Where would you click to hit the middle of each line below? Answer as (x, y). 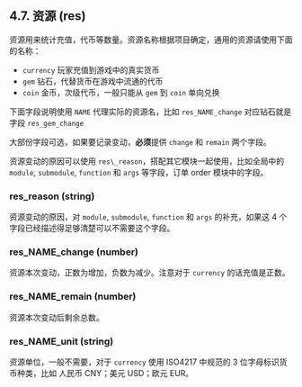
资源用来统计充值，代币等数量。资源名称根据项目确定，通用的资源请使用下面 (151, 40)
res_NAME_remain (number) (73, 297)
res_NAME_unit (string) (62, 341)
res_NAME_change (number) (74, 252)
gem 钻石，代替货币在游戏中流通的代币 (93, 81)
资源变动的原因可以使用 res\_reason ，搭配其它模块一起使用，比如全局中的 (147, 161)
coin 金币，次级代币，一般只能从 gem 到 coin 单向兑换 (121, 92)
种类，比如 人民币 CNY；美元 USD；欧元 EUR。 (105, 373)
